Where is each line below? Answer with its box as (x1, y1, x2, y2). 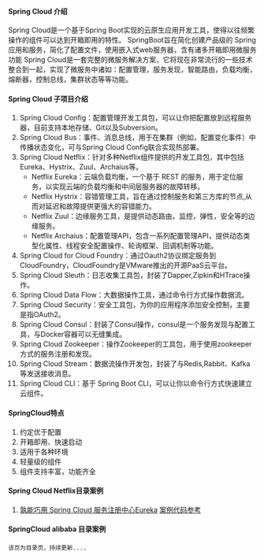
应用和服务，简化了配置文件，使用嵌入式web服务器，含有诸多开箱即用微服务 (8, 45, 257, 54)
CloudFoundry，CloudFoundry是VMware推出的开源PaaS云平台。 (19, 261, 232, 270)
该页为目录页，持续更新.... (8, 544, 87, 552)
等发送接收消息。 (19, 369, 76, 379)
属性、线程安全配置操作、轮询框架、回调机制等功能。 (45, 241, 218, 250)
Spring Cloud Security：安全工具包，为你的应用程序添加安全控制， (19, 300, 236, 309)
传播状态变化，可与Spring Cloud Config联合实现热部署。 (19, 143, 203, 152)
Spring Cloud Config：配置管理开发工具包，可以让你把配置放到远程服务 (19, 113, 252, 123)
